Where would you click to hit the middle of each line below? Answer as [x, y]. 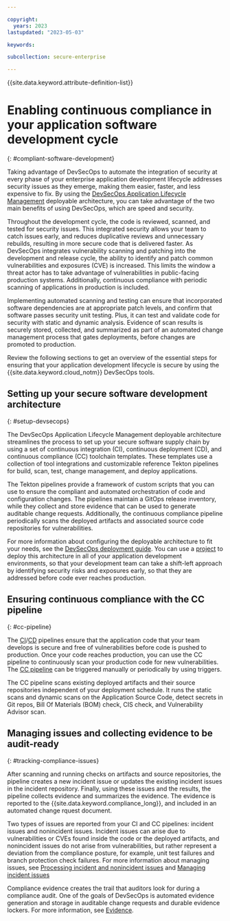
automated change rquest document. [59, 810]
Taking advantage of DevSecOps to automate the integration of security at [112, 172]
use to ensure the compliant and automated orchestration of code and [106, 491]
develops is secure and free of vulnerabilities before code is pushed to [107, 647]
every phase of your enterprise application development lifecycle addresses [115, 179]
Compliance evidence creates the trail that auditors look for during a [104, 888]
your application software [82, 125]
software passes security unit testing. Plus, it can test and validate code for [114, 315]
